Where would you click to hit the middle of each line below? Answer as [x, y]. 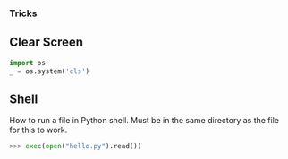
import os [28, 63]
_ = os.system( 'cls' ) [50, 71]
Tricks [23, 13]
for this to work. [38, 130]
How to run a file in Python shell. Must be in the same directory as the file [144, 121]
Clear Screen [46, 42]
